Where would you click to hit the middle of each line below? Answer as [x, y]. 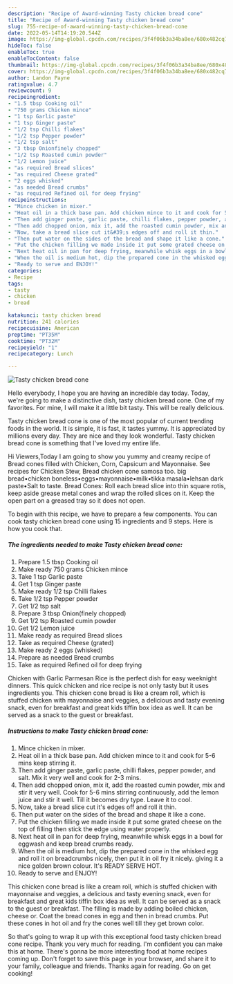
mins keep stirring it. [47, 763]
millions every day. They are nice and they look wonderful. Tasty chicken [112, 436]
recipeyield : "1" [33, 347]
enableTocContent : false [44, 59]
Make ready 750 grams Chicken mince [73, 569]
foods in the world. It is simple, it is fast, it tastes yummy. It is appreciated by [116, 429]
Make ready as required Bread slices [70, 635]
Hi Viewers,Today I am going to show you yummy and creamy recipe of [109, 456]
